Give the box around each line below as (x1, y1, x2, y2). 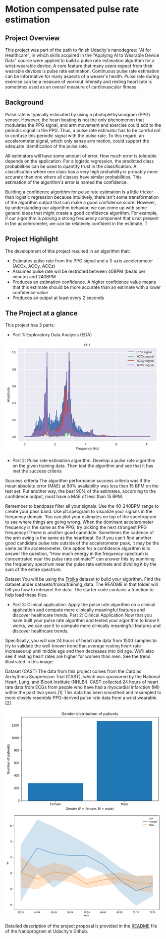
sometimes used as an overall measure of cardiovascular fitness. (5, 84, 138, 90)
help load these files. (5, 592, 48, 598)
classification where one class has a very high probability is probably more (5, 168, 158, 174)
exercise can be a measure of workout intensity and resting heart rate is (5, 78, 152, 84)
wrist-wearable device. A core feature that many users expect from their (5, 63, 153, 69)
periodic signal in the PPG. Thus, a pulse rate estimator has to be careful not (5, 127, 161, 133)
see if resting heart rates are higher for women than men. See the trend (5, 653, 151, 659)
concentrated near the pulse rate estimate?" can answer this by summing (5, 556, 155, 562)
